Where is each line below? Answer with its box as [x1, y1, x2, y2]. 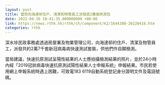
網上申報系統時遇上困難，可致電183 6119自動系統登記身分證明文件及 [9, 68, 147, 74]
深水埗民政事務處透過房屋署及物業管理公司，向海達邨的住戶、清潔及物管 [5, 40, 151, 46]
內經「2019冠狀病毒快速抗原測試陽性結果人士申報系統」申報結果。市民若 [5, 62, 153, 68]
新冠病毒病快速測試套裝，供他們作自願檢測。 [49, 46, 139, 52]
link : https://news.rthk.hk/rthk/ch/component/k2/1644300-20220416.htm [5, 21, 155, 26]
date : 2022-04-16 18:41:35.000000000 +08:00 [5, 16, 98, 21]
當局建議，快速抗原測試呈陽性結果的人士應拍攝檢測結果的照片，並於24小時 [5, 56, 157, 62]
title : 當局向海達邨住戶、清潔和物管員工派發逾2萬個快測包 [5, 12, 110, 17]
